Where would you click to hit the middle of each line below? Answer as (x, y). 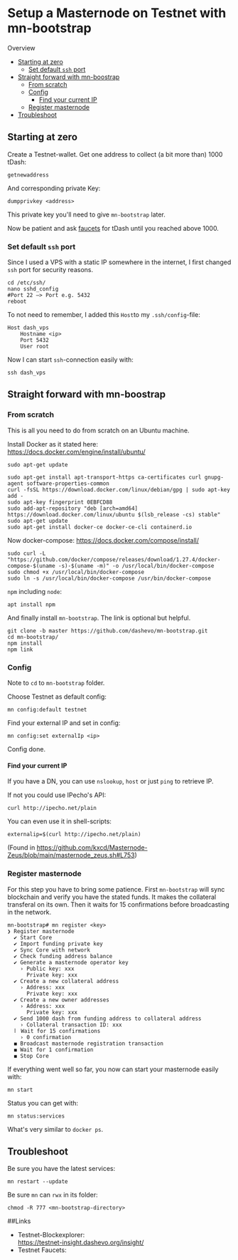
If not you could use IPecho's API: (57, 795)
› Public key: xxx (47, 969)
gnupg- (214, 477)
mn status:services (36, 1116)
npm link (20, 650)
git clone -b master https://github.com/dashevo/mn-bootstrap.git (108, 631)
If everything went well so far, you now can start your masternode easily (113, 1069)
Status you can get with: (43, 1103)
